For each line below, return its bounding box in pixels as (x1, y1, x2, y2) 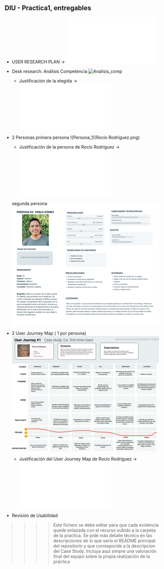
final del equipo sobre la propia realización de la (53, 553, 150, 560)
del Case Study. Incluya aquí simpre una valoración (53, 548, 157, 554)
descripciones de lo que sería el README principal (53, 538, 156, 544)
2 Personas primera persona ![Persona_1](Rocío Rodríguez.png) (11, 134, 140, 140)
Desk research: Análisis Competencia (11, 68, 88, 74)
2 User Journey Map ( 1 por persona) (11, 330, 87, 336)
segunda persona (11, 200, 47, 206)
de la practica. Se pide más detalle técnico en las (53, 533, 152, 539)
